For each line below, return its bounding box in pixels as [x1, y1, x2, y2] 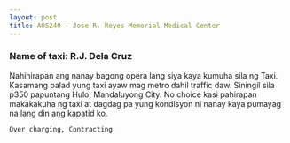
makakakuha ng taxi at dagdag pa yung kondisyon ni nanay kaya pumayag [9, 98, 282, 109]
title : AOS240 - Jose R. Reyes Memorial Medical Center [9, 21, 220, 30]
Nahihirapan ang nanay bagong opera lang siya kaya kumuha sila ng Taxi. [9, 70, 278, 80]
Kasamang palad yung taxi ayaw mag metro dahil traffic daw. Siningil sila [9, 79, 275, 90]
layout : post [9, 12, 58, 22]
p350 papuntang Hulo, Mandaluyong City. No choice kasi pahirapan [9, 89, 257, 100]
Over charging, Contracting [9, 124, 114, 133]
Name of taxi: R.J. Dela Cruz [9, 50, 133, 63]
